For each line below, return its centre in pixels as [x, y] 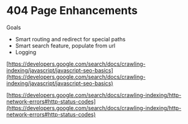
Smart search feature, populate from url [65, 46]
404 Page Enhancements [72, 11]
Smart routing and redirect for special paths [70, 39]
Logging [26, 52]
